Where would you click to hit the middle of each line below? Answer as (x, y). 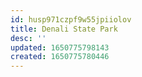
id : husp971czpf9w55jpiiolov (71, 19)
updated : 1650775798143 (60, 47)
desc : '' (28, 38)
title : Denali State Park (64, 29)
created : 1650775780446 (60, 57)
